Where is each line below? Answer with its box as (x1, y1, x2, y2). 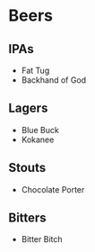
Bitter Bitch (21, 234, 64, 245)
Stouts (8, 160, 47, 175)
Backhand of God (21, 75, 87, 85)
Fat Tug (21, 65, 50, 76)
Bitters (8, 211, 47, 226)
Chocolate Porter (21, 184, 85, 194)
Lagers (8, 101, 48, 116)
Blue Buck (21, 124, 59, 135)
